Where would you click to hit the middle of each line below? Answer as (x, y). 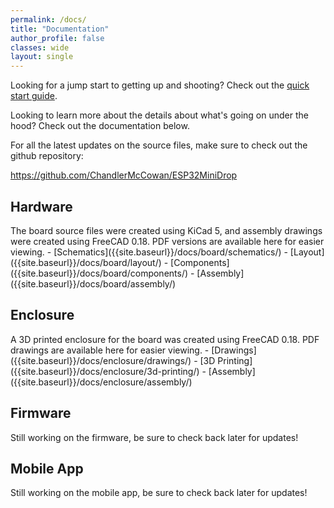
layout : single (42, 57)
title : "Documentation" (60, 29)
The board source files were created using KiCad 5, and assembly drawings (166, 230)
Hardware (41, 206)
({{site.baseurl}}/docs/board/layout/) (86, 262)
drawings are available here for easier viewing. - (110, 350)
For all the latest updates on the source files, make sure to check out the (159, 145)
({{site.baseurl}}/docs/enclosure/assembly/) (101, 382)
